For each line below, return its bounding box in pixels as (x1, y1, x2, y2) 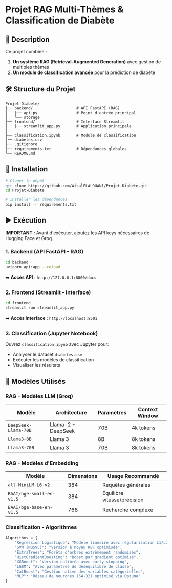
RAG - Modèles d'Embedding (5, 459, 79, 466)
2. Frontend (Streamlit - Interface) (5, 289, 91, 296)
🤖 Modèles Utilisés (5, 377, 66, 386)
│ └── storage (5, 115, 40, 120)
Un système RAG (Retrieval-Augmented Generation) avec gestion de (12, 59, 161, 65)
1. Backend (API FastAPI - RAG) (5, 248, 84, 255)
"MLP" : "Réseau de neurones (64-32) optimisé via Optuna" (14, 574, 141, 579)
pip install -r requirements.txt (5, 202, 77, 207)
